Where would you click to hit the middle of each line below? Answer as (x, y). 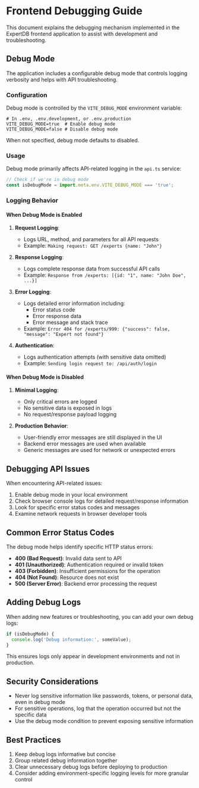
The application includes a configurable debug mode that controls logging (97, 73)
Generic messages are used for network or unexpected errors (99, 450)
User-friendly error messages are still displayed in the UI (93, 437)
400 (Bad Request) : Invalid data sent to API (68, 559)
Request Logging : (37, 228)
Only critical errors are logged (60, 402)
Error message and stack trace (70, 322)
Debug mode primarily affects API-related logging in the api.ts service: (94, 169)
